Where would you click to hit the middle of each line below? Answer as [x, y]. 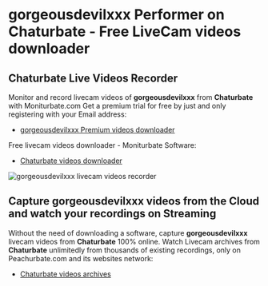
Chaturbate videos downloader [71, 161]
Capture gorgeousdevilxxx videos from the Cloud [134, 201]
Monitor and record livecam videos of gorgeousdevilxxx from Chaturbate [131, 97]
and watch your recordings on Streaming [112, 214]
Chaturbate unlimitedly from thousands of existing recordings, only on [125, 250]
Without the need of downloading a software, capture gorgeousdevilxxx [128, 232]
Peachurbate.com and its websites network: [81, 258]
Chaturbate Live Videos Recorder [93, 78]
